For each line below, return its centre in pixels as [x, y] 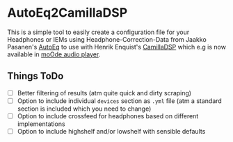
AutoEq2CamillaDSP [67, 13]
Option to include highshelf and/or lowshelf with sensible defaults [111, 131]
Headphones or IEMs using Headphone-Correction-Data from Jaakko [107, 39]
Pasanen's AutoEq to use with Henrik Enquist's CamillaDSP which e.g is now [116, 47]
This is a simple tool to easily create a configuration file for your [98, 32]
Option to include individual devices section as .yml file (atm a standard [120, 101]
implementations [41, 124]
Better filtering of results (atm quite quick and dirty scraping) [104, 93]
